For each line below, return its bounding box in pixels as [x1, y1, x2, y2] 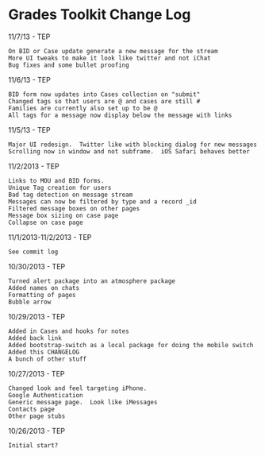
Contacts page [8, 405, 56, 413]
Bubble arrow [8, 298, 52, 306]
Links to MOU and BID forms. [8, 176, 105, 184]
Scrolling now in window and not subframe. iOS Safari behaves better [8, 147, 250, 156]
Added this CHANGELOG [8, 348, 80, 356]
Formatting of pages [8, 291, 77, 299]
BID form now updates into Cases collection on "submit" [8, 90, 201, 99]
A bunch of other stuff [8, 355, 87, 363]
